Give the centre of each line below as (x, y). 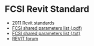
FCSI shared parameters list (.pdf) (47, 28)
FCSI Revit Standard (47, 9)
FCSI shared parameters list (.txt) (46, 33)
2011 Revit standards (33, 23)
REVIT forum (25, 39)
